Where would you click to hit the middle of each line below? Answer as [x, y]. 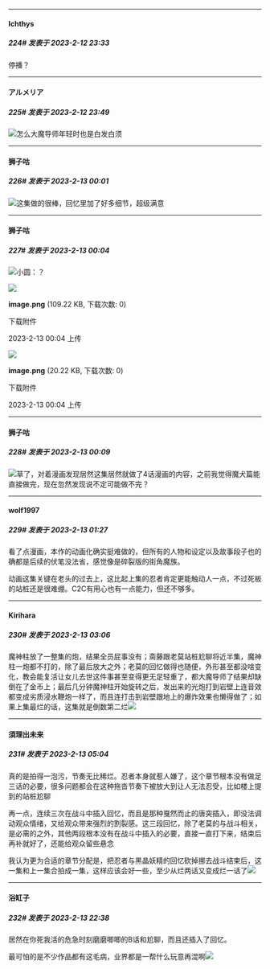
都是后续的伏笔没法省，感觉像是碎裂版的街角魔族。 [100, 562]
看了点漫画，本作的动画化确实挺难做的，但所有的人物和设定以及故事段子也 [131, 552]
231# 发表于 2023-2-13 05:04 [59, 754]
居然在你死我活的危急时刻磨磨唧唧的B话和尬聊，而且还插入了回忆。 [120, 940]
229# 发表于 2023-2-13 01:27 [58, 530]
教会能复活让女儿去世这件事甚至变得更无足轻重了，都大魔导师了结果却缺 [142, 676]
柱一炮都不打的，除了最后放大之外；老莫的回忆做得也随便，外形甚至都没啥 [131, 666]
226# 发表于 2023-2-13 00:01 [59, 181]
